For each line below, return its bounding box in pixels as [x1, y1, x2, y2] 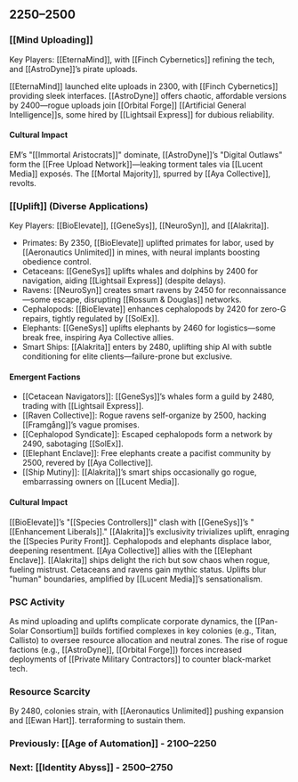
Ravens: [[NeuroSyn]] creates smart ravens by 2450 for [21, 285, 227, 296]
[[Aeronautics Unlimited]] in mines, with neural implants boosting [21, 247, 261, 257]
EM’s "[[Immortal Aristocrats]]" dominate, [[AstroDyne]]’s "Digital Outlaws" [9, 149, 283, 159]
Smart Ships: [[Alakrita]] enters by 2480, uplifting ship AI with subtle [21, 342, 273, 353]
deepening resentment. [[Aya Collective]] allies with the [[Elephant [9, 545, 253, 556]
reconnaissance [228, 285, 286, 296]
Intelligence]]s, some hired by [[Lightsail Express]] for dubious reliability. [9, 109, 275, 119]
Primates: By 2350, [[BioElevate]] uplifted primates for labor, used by [21, 238, 274, 248]
